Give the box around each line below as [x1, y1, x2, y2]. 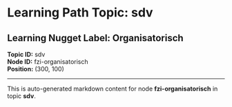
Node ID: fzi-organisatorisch [7, 58, 88, 66]
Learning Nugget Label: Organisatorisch [7, 32, 184, 44]
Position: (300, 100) [7, 65, 64, 73]
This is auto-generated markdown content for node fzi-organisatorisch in [7, 84, 218, 93]
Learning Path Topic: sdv [7, 5, 153, 21]
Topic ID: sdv [7, 50, 46, 58]
